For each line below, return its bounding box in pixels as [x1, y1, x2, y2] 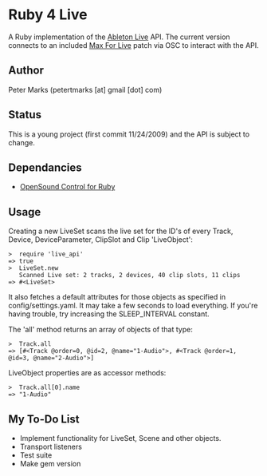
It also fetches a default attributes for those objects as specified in [8, 292, 226, 302]
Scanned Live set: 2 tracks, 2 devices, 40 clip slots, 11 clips [18, 272, 241, 280]
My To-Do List [8, 412, 80, 426]
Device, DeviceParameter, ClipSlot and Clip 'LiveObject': [8, 235, 194, 244]
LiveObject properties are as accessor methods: [8, 368, 167, 378]
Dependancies [8, 161, 82, 174]
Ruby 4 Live [8, 6, 88, 24]
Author [8, 64, 44, 77]
